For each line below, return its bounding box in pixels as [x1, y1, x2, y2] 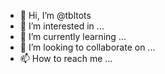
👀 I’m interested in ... [19, 20, 105, 32]
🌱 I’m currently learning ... [19, 31, 127, 42]
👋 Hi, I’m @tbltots [19, 10, 92, 21]
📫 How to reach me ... [19, 53, 113, 64]
